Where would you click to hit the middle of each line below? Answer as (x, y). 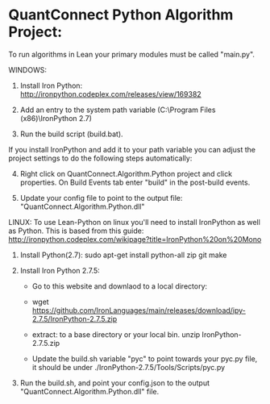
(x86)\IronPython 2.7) (56, 118)
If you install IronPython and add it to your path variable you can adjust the (132, 149)
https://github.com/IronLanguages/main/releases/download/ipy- (139, 310)
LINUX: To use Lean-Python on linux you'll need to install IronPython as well (134, 222)
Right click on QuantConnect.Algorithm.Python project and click (126, 173)
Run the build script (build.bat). (71, 134)
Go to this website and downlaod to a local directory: (120, 286)
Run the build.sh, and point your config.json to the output (115, 383)
